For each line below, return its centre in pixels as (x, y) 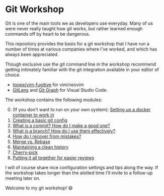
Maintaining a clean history (40, 147)
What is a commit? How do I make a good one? (61, 125)
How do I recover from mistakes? (47, 136)
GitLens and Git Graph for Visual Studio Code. (60, 90)
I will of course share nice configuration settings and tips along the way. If (82, 167)
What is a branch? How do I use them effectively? (64, 131)
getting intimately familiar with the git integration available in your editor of (82, 70)
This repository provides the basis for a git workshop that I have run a (77, 43)
